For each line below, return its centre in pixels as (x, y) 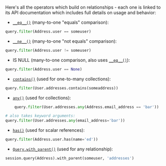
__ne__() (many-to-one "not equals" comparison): (65, 41)
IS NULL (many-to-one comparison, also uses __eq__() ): (71, 60)
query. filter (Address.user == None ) (44, 69)
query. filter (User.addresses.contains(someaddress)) (62, 88)
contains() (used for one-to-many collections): (62, 79)
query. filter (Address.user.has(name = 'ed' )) (52, 140)
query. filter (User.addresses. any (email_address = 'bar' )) (65, 121)
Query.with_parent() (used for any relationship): (63, 149)
